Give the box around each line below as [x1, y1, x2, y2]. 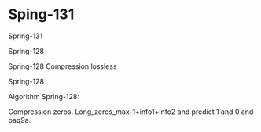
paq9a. [8, 115, 31, 124]
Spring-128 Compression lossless [8, 61, 117, 71]
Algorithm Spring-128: [8, 91, 80, 101]
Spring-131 [8, 31, 43, 41]
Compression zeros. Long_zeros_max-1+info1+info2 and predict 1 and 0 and [8, 107, 254, 116]
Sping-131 [8, 5, 75, 23]
